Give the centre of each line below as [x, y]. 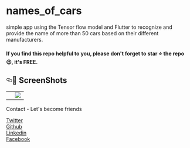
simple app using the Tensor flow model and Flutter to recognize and [89, 27]
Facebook [18, 139]
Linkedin [16, 133]
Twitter [15, 120]
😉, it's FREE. [22, 62]
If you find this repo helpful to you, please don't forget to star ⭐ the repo [95, 53]
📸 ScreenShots [40, 80]
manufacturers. [25, 39]
